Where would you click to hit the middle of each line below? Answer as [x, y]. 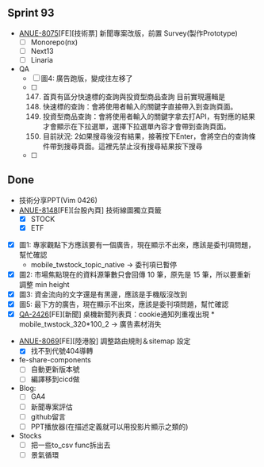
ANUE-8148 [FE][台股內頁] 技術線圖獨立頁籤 [90, 210]
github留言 [48, 416]
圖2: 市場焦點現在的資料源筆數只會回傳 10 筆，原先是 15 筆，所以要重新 [135, 274]
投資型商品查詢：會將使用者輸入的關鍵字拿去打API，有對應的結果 [149, 117]
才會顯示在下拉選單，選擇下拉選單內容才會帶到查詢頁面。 [136, 126]
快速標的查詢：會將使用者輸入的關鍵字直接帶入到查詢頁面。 [140, 107]
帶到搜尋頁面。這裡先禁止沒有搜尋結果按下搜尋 [126, 146]
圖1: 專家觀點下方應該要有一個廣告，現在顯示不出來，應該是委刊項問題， [137, 244]
